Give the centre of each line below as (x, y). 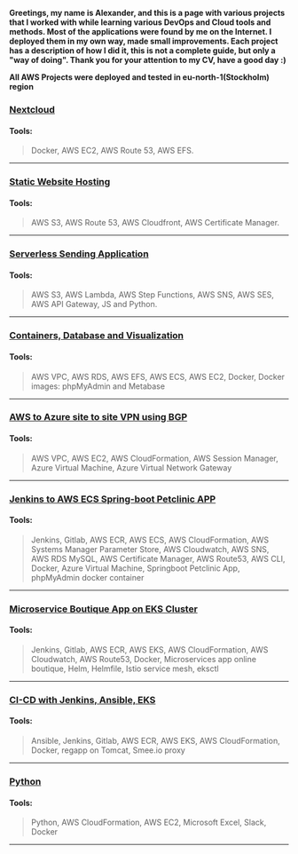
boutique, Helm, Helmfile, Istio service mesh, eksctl (125, 668)
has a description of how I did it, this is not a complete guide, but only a (143, 51)
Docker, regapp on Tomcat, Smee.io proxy (108, 750)
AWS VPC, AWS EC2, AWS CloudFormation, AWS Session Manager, (154, 458)
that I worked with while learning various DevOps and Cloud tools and (140, 22)
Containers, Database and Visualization (97, 336)
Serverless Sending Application (79, 254)
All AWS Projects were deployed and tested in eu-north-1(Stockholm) (139, 77)
